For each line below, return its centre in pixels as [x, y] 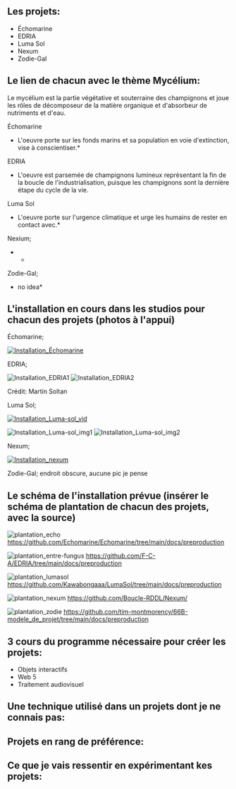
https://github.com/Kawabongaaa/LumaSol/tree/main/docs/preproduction [114, 585]
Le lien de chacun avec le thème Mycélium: [104, 81]
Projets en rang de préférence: [76, 741]
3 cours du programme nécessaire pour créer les [117, 641]
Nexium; [19, 238]
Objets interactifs [43, 670]
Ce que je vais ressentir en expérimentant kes [110, 765]
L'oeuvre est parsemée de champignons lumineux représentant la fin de [122, 175]
